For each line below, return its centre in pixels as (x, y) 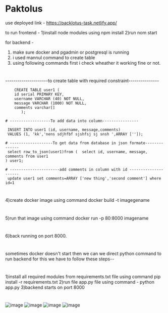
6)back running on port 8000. (36, 236)
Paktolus (24, 9)
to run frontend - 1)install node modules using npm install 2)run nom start (81, 32)
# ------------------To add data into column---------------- (72, 121)
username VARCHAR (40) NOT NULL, (49, 99)
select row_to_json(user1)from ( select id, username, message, (77, 152)
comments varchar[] (35, 108)
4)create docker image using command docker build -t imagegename (77, 200)
